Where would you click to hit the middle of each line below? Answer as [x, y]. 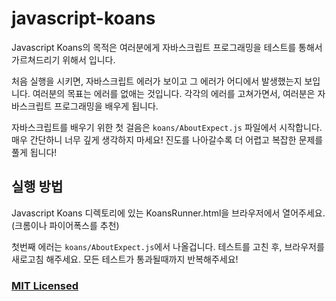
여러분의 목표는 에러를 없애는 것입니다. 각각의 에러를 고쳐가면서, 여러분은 [174, 93]
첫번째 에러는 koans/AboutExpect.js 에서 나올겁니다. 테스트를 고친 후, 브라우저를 [168, 246]
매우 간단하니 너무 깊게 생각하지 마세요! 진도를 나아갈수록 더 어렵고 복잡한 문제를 [167, 139]
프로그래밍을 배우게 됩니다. [106, 106]
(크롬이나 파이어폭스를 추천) [65, 225]
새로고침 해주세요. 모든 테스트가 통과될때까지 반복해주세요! [125, 259]
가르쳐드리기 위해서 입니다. [63, 59]
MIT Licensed [45, 285]
